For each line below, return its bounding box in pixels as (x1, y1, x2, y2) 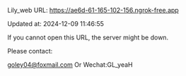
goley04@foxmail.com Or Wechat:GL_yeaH (7, 61, 133, 69)
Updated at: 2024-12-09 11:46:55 (7, 20, 105, 27)
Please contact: (7, 47, 53, 55)
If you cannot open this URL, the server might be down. (7, 33, 168, 42)
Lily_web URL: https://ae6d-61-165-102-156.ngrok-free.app (7, 6, 179, 14)
